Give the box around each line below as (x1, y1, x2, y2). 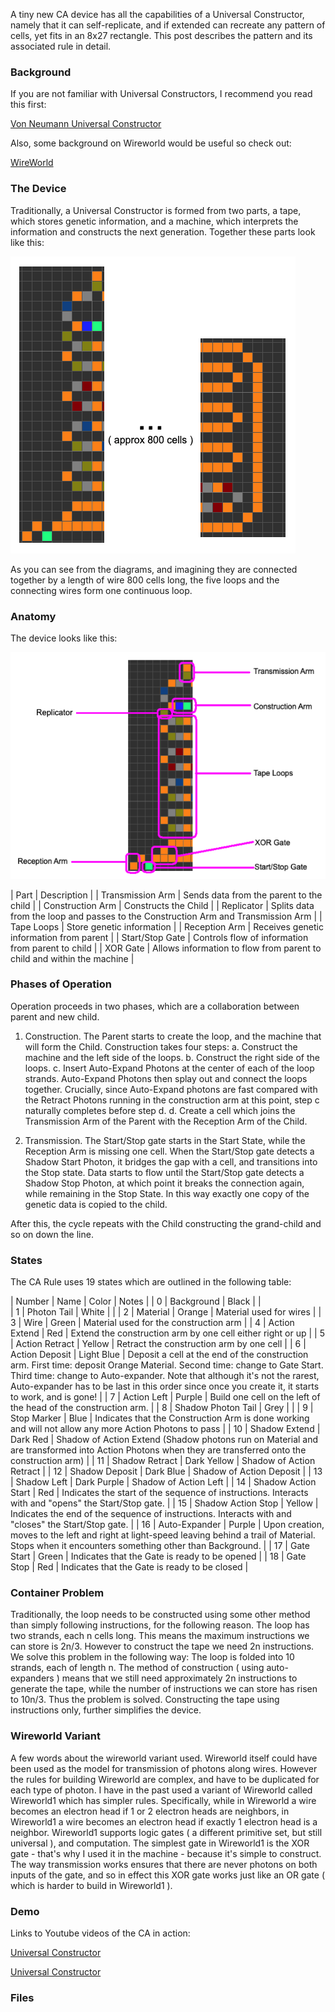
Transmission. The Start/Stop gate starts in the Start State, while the (24, 1134, 306, 1146)
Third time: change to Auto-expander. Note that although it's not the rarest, (10, 1370, 320, 1382)
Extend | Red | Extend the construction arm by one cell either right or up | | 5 (10, 1327, 325, 1339)
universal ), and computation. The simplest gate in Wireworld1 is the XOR (10, 1837, 310, 1849)
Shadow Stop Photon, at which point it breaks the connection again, (24, 1177, 305, 1189)
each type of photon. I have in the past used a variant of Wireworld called (10, 1784, 313, 1796)
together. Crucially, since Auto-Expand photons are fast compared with (24, 1083, 318, 1095)
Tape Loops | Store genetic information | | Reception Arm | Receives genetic (10, 920, 324, 933)
